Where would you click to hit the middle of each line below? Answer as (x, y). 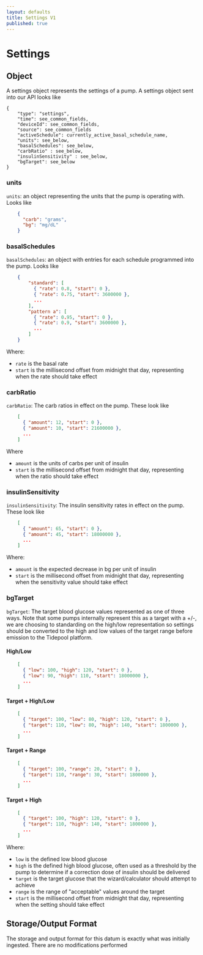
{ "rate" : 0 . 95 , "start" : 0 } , (73, 317)
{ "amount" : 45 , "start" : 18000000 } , (72, 534)
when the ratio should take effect (57, 476)
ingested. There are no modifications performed (67, 945)
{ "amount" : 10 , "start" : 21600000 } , (72, 429)
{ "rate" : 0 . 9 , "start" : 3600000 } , (80, 323)
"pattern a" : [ (48, 312)
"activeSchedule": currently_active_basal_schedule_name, (93, 135)
